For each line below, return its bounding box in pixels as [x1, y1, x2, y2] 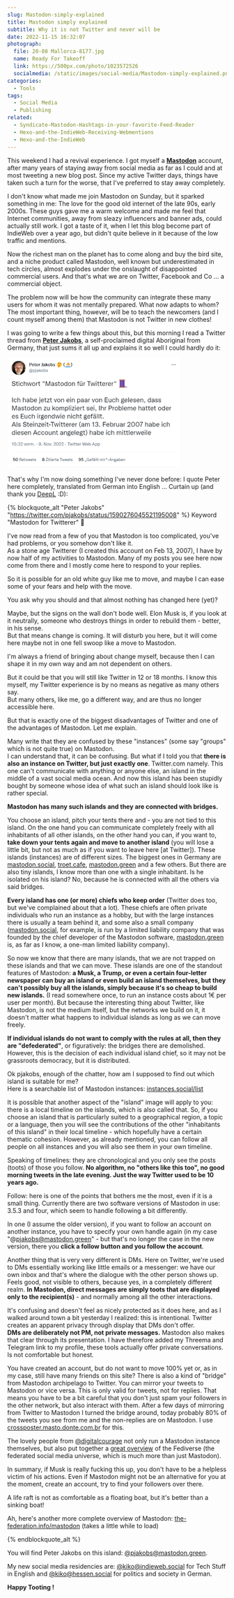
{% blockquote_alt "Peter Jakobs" [7, 503, 105, 511]
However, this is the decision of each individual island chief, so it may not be [7, 1048, 226, 1057]
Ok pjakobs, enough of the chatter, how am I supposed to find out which [7, 1069, 214, 1078]
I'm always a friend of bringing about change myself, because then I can [7, 652, 215, 660]
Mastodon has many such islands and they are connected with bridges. [7, 802, 219, 811]
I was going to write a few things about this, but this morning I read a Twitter [7, 328, 226, 337]
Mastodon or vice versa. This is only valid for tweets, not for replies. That [7, 1386, 217, 1395]
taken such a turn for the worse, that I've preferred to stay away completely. [7, 178, 226, 187]
